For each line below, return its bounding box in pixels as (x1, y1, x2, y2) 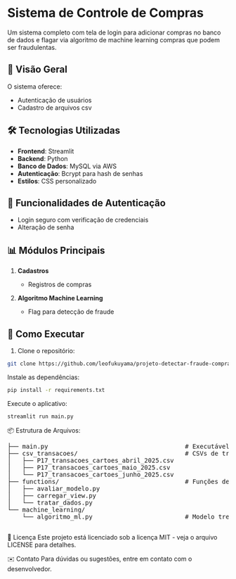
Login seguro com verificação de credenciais (17, 216, 149, 224)
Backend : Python (17, 154, 68, 163)
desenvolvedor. (7, 564, 52, 573)
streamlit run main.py (7, 413, 74, 420)
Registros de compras (27, 280, 92, 289)
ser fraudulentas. (7, 43, 57, 51)
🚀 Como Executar (7, 328, 85, 340)
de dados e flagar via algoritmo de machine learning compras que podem (7, 35, 220, 44)
